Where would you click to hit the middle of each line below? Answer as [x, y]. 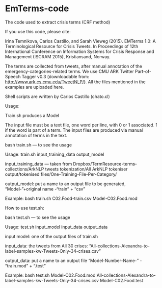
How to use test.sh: [25, 208]
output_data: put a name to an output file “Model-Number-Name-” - [74, 261]
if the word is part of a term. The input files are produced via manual [74, 130]
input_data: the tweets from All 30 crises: [47, 246]
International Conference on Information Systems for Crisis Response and [80, 51]
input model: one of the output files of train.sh [52, 236]
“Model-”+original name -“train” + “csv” [45, 189]
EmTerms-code [37, 9]
